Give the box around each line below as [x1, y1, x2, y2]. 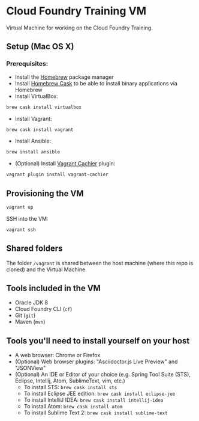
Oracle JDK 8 [14, 299, 49, 306]
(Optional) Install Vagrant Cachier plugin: [14, 160, 116, 167]
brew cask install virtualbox [6, 104, 82, 110]
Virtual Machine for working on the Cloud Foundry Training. [6, 24, 153, 31]
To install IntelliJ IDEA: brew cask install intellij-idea [23, 396, 164, 404]
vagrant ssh [6, 227, 36, 233]
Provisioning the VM [6, 188, 84, 198]
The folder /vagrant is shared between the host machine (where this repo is [6, 259, 194, 266]
